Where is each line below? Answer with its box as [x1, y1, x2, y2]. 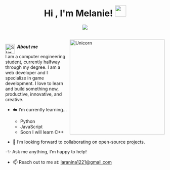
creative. [5, 96, 24, 102]
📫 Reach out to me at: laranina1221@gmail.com [12, 159, 112, 165]
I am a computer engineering [5, 53, 66, 59]
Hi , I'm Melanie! [44, 8, 113, 19]
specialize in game [5, 75, 45, 81]
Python [20, 118, 35, 124]
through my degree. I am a [5, 64, 61, 70]
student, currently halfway [5, 59, 60, 65]
